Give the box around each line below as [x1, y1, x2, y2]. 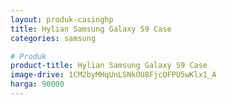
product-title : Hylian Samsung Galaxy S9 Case [10, 61, 208, 71]
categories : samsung [10, 33, 97, 43]
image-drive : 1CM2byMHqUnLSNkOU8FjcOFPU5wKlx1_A [10, 70, 217, 80]
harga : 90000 [10, 79, 65, 90]
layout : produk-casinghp [10, 14, 114, 25]
